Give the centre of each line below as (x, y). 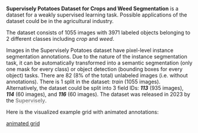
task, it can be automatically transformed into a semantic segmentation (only (99, 63)
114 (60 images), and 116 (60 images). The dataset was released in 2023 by (98, 94)
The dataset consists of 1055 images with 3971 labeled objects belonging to (98, 33)
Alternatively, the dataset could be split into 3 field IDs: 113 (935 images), (95, 88)
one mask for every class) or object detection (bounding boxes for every (95, 69)
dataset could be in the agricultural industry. (60, 21)
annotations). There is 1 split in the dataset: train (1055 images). (83, 82)
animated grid (23, 123)
